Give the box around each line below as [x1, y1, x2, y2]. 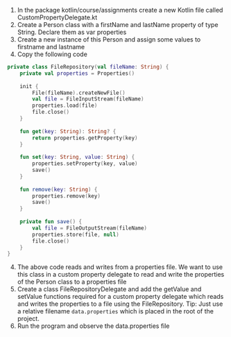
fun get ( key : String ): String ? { [19, 128, 117, 135]
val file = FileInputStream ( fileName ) [32, 96, 144, 103]
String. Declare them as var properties [17, 28, 127, 36]
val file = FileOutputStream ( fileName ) [32, 225, 148, 232]
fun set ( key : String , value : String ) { [19, 154, 135, 161]
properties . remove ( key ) [32, 192, 101, 200]
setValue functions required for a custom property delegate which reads [17, 293, 224, 301]
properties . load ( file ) [32, 102, 98, 110]
